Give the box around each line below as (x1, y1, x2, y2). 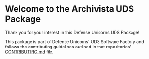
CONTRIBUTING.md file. (5, 49, 54, 55)
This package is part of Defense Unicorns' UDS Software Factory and (5, 38, 144, 44)
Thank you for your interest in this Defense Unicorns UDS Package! (5, 29, 140, 35)
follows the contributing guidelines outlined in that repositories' (5, 44, 132, 49)
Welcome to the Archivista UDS (5, 3, 134, 14)
